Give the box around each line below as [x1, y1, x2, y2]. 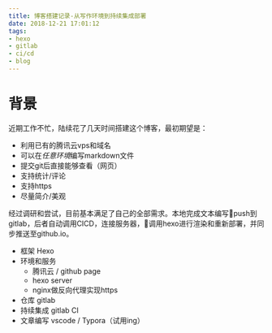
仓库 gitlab [19, 295, 56, 305]
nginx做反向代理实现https [32, 285, 119, 295]
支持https [19, 180, 53, 191]
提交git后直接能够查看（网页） [19, 160, 122, 171]
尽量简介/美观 [19, 191, 67, 201]
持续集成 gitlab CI [19, 305, 80, 315]
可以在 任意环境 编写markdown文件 [19, 150, 135, 160]
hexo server [32, 275, 73, 285]
